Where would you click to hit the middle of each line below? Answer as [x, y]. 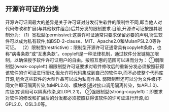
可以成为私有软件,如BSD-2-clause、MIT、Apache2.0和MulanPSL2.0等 [83, 41]
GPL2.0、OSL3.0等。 [27, 104]
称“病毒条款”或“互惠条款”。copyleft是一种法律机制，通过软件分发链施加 [80, 53]
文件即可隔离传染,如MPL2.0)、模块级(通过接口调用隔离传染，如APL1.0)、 [85, 85]
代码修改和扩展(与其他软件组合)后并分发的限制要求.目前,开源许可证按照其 [82, 28]
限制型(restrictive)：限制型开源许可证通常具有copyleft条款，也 [96, 47]
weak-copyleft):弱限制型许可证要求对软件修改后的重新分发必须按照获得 [90, 66]
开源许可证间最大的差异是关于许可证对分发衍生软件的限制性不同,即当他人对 [84, 22]
